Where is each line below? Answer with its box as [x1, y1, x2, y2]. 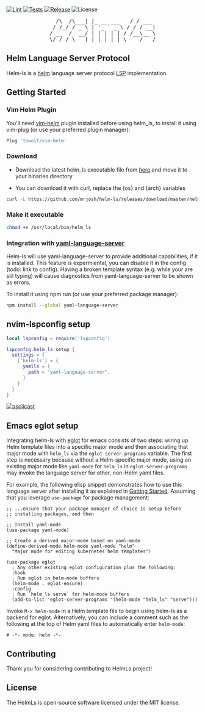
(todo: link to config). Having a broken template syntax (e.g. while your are [6, 266, 193, 273]
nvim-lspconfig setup [6, 319, 90, 330]
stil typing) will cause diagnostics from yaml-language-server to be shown [6, 272, 193, 280]
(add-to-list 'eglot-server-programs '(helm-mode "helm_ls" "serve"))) [12, 597, 198, 603]
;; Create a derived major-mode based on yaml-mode [6, 538, 140, 544]
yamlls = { [22, 363, 51, 369]
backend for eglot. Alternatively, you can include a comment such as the [6, 614, 189, 621]
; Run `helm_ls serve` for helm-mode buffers [12, 591, 130, 598]
